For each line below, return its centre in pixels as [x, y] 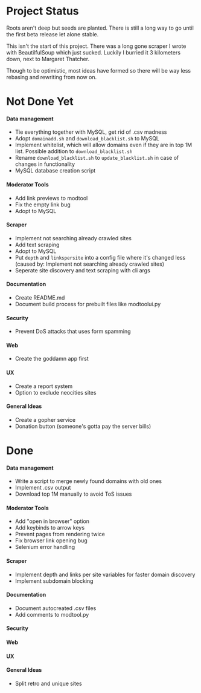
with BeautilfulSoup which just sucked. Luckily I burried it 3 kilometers [94, 52]
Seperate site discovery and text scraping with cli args [83, 270]
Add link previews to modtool [51, 198]
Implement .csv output [43, 488]
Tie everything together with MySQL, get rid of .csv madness [91, 132]
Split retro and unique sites [49, 683]
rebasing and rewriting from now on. [52, 77]
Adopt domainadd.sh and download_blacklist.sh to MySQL [87, 139]
